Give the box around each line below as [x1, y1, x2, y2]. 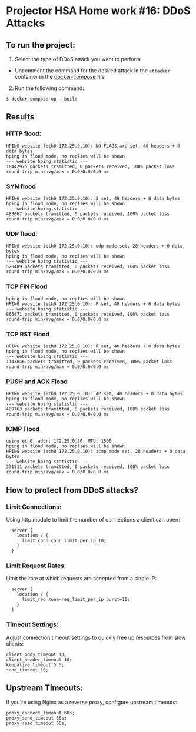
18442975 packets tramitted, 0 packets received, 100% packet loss [6, 163, 175, 169]
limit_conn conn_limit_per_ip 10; [21, 538, 107, 544]
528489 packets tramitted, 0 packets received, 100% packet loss [6, 263, 170, 270]
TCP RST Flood [6, 330, 50, 338]
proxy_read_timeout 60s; [6, 720, 67, 726]
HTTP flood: [6, 129, 42, 138]
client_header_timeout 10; [6, 657, 72, 663]
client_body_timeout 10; [6, 651, 67, 657]
